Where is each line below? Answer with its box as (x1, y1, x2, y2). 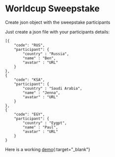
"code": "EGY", (14, 112, 45, 117)
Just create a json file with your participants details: (5, 29, 110, 35)
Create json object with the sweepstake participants (5, 19, 111, 25)
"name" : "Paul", (23, 124, 58, 130)
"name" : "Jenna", (23, 90, 60, 95)
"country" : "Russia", (23, 51, 69, 56)
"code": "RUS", (14, 42, 45, 47)
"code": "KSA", (14, 77, 45, 82)
